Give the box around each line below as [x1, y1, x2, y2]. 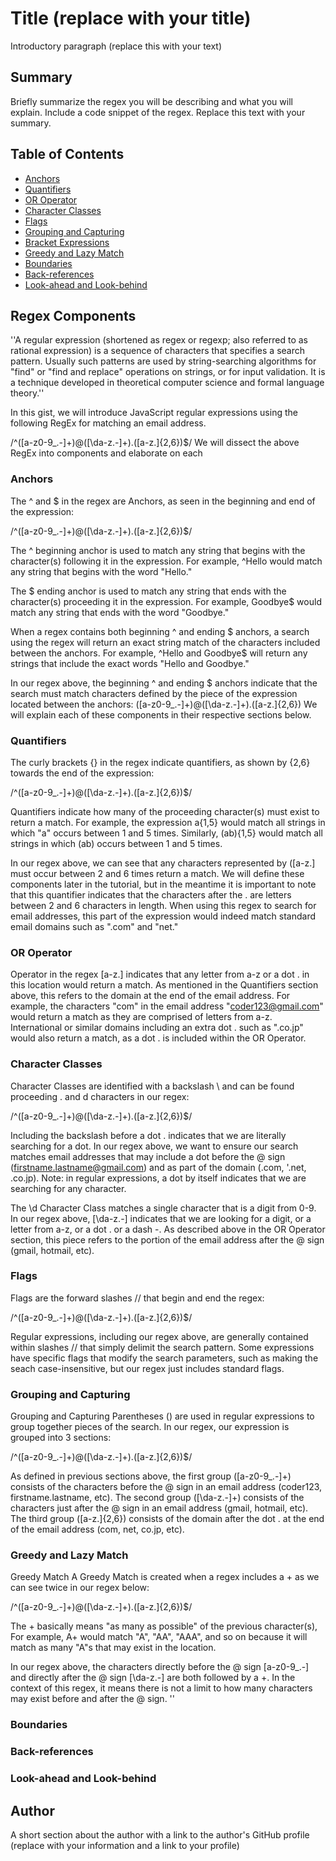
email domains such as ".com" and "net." [10, 920, 179, 932]
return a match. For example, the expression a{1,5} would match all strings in [10, 816, 326, 828]
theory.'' [10, 387, 45, 399]
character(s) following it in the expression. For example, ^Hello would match [10, 555, 323, 567]
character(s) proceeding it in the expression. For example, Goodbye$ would [10, 595, 322, 607]
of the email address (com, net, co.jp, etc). [10, 1523, 185, 1536]
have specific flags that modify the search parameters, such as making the [10, 1352, 319, 1364]
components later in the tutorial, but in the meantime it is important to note [10, 878, 317, 890]
